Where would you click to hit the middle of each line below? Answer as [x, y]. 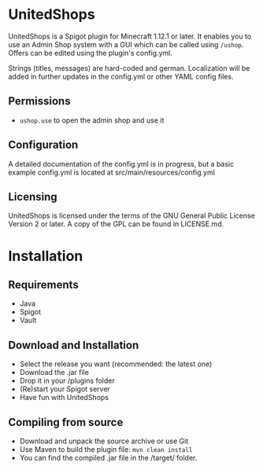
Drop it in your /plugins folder [67, 381]
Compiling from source [66, 422]
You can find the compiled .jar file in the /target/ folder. [108, 458]
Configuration [43, 145]
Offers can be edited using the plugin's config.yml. [91, 53]
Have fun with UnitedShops [64, 398]
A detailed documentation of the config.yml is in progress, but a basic [121, 163]
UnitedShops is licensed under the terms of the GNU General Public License [132, 216]
